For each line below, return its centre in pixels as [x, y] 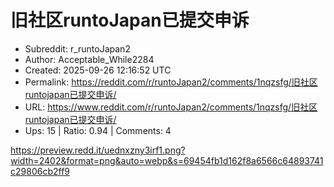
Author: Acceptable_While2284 [89, 59]
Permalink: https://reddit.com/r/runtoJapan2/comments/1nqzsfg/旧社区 [171, 82]
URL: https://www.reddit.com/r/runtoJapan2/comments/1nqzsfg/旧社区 [171, 107]
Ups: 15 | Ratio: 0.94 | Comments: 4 [98, 130]
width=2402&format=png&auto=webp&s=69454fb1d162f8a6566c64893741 [167, 160]
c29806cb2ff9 [40, 171]
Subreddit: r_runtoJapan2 [77, 48]
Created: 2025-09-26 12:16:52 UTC [98, 70]
